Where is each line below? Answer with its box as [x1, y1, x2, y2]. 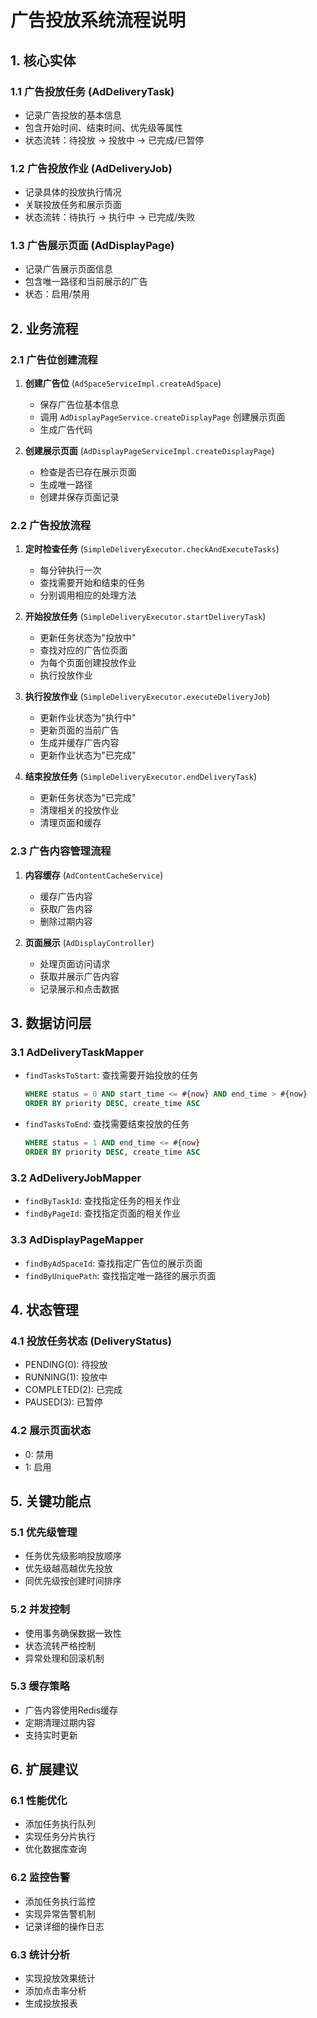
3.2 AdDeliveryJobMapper [10, 1171, 142, 1185]
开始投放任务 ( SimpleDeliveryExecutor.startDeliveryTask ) [24, 611, 267, 623]
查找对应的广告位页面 [39, 644, 128, 656]
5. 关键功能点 [10, 1492, 92, 1510]
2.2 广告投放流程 [10, 519, 92, 533]
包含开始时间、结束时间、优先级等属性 [24, 121, 183, 133]
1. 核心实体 [10, 52, 77, 69]
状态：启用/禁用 [24, 288, 90, 300]
